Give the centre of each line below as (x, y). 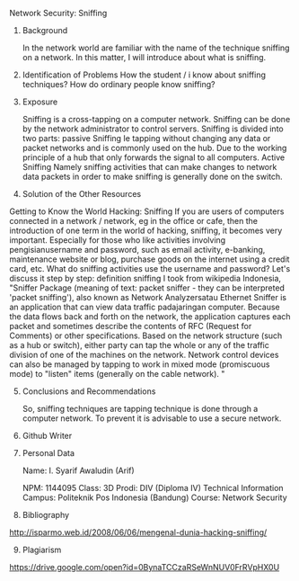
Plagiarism (42, 550)
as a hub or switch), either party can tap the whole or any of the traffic (139, 345)
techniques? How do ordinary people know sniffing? (119, 84)
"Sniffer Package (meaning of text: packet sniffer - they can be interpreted (147, 288)
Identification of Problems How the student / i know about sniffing (144, 75)
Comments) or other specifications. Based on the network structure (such (146, 335)
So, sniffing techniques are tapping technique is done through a (140, 409)
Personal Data (48, 453)
